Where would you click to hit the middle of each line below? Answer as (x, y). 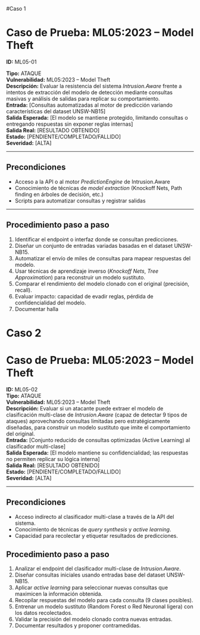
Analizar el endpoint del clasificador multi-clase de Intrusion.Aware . (98, 569)
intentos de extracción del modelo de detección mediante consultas (89, 92)
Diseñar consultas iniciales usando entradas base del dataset (90, 575)
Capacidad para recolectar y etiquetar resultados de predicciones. (96, 536)
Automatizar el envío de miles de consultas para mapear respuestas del (103, 258)
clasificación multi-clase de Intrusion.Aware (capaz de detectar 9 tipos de (97, 415)
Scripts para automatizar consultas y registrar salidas (80, 200)
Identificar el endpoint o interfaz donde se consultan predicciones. (96, 239)
